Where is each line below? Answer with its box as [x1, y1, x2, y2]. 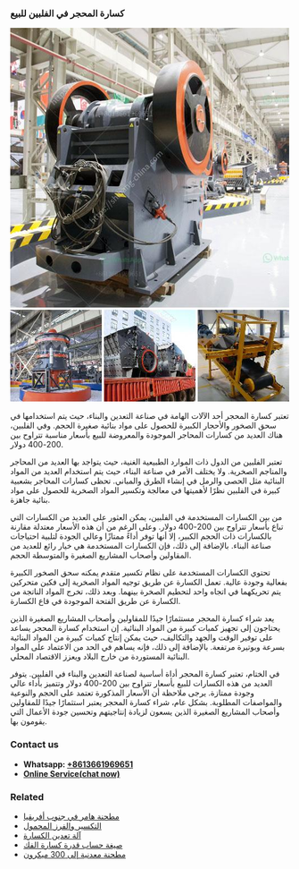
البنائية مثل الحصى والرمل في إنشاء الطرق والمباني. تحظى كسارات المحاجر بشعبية [10, 475, 285, 486]
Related [10, 790, 45, 803]
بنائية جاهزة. [10, 495, 51, 506]
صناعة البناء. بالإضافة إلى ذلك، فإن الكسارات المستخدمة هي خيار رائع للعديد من [10, 541, 271, 551]
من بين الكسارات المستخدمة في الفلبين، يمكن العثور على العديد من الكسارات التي [10, 512, 283, 523]
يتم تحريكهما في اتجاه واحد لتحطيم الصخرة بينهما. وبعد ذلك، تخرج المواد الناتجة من [10, 586, 282, 597]
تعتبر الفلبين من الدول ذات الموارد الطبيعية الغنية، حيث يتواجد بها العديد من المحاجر [10, 456, 283, 467]
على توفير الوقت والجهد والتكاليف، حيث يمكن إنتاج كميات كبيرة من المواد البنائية [10, 632, 274, 643]
